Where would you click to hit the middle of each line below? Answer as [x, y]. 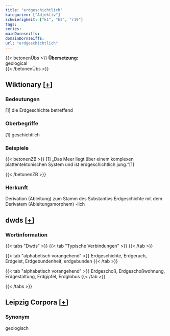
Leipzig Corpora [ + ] [37, 303]
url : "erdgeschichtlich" [32, 43]
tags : [11, 24]
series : [14, 29]
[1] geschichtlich [22, 135]
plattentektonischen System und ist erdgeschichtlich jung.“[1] [70, 164]
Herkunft [17, 187]
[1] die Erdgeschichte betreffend [39, 110]
